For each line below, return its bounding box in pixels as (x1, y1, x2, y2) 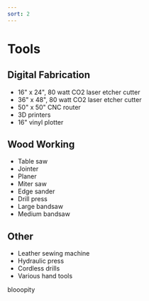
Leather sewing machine (17, 249, 90, 258)
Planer (17, 172, 37, 181)
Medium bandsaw (17, 210, 71, 218)
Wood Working (7, 139, 75, 151)
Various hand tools (17, 272, 73, 280)
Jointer (17, 164, 39, 174)
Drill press (17, 195, 48, 203)
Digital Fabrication (7, 69, 91, 81)
